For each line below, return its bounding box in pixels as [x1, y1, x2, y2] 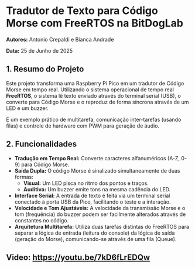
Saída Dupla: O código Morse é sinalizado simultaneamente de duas [14, 167, 180, 174]
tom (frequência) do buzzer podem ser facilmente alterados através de [14, 211, 186, 218]
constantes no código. [14, 217, 69, 224]
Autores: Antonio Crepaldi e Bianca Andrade [6, 36, 114, 43]
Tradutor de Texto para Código [6, 4, 158, 18]
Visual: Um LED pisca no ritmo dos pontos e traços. [23, 180, 149, 187]
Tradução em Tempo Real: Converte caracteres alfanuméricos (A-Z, [14, 154, 180, 162]
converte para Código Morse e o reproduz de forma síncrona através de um [6, 98, 189, 105]
